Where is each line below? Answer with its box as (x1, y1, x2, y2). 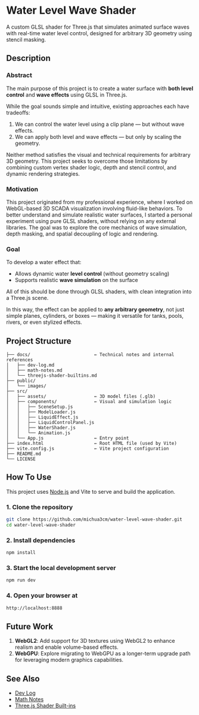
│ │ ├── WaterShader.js (6, 425, 76, 431)
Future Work (6, 621, 54, 632)
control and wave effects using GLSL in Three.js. (6, 91, 128, 98)
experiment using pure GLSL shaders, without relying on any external (6, 217, 176, 224)
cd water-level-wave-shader (6, 522, 76, 528)
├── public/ (6, 378, 36, 384)
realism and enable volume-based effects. (14, 643, 119, 651)
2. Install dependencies (6, 536, 76, 544)
